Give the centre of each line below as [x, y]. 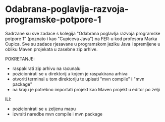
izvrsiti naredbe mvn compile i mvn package [57, 114]
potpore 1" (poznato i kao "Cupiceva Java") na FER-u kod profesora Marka [81, 39]
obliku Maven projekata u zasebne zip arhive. [52, 49]
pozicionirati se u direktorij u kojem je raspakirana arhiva [70, 73]
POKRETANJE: [20, 59]
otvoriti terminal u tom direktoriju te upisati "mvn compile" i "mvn [78, 79]
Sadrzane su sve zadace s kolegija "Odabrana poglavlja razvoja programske [83, 33]
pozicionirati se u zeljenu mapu [44, 109]
